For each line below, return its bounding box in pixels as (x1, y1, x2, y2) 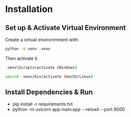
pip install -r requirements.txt (12, 101, 73, 107)
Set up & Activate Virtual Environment (5, 23, 126, 32)
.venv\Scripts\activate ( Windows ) (5, 65, 78, 70)
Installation (5, 3, 53, 15)
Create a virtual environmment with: (5, 36, 79, 42)
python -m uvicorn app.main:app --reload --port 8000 (12, 106, 125, 112)
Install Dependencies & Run (5, 88, 93, 96)
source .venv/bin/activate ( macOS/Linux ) (5, 74, 93, 79)
